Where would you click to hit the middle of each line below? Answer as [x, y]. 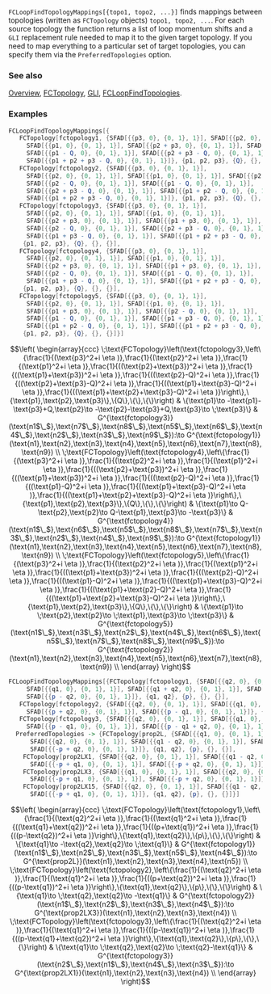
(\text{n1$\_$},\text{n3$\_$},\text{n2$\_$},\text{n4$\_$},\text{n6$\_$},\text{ [135, 633]
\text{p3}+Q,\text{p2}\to [53, 409]
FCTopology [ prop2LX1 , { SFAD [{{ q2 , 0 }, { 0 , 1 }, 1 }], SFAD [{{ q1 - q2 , [140, 756]
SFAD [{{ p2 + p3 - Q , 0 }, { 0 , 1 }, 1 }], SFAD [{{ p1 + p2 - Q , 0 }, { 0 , [142, 191]
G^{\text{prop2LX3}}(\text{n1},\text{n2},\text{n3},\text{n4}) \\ [135, 913]
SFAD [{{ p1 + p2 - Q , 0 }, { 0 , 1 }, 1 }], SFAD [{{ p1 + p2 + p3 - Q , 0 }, [144, 326]
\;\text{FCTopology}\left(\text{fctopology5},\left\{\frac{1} [156, 555]
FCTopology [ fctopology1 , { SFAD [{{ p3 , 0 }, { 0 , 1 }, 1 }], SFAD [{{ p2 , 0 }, [140, 138]
